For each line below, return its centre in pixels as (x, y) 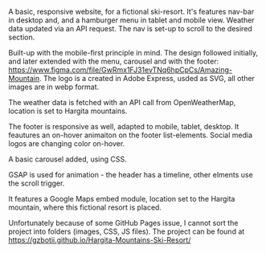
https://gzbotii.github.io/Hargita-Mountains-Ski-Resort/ (100, 240)
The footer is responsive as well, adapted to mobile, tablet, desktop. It (124, 126)
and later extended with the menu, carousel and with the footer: (114, 61)
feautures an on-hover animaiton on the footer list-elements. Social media (131, 135)
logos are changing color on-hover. (67, 143)
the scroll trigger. (37, 183)
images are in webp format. (54, 87)
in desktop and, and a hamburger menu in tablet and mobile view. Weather (131, 20)
